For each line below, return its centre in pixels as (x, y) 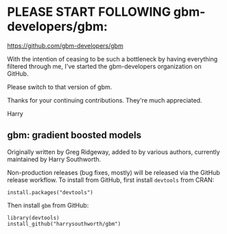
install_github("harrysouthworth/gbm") (64, 224)
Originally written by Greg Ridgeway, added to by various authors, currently (114, 151)
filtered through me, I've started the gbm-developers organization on (104, 66)
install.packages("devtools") (50, 192)
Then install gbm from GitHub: (48, 205)
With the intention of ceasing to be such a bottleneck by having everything (112, 58)
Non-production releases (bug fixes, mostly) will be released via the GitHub (114, 172)
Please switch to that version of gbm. (60, 87)
